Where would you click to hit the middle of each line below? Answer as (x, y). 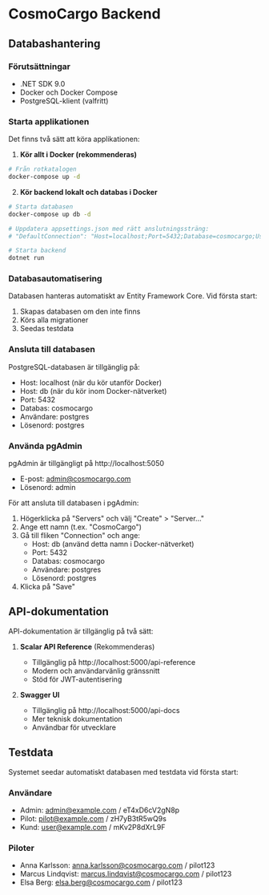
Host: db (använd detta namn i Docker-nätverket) (113, 544)
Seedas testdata (47, 329)
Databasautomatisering (55, 279)
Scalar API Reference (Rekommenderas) (87, 646)
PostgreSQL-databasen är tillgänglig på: (74, 367)
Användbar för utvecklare (74, 727)
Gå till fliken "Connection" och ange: (80, 536)
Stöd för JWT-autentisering (77, 679)
